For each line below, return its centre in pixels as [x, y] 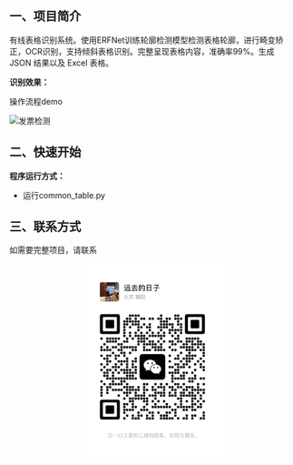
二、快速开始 [45, 152]
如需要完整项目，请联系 [53, 250]
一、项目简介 [45, 16]
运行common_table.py [64, 195]
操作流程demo [36, 101]
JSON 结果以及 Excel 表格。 [62, 63]
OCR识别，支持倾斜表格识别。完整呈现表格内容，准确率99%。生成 [150, 51]
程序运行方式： [37, 176]
